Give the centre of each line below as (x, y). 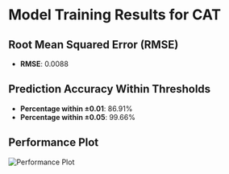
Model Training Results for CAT (115, 15)
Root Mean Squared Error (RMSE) (94, 45)
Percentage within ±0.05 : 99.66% (77, 117)
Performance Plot (54, 143)
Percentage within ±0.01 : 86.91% (76, 108)
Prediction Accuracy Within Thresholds (110, 89)
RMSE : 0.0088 (44, 64)
